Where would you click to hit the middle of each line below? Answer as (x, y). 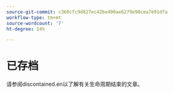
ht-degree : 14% (26, 29)
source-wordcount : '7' (35, 23)
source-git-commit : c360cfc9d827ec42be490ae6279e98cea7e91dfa (87, 12)
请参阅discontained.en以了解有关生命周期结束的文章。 (75, 84)
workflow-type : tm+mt (34, 18)
